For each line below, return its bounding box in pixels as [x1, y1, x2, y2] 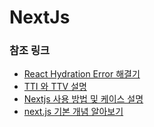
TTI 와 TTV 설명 [23, 81, 87, 93]
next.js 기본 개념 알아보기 [23, 106, 124, 118]
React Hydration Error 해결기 [23, 68, 141, 80]
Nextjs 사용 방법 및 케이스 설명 [23, 93, 144, 105]
